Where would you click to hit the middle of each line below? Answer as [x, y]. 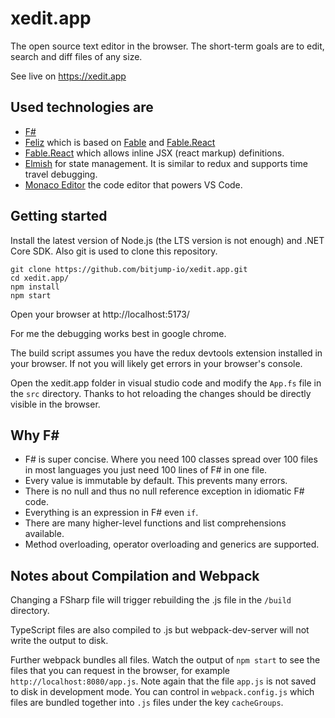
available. [44, 534]
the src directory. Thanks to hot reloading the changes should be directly [161, 393]
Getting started [59, 216]
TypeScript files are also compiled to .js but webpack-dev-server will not [160, 630]
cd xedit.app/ [40, 278]
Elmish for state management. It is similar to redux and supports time [166, 163]
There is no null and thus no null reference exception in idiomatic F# [164, 491]
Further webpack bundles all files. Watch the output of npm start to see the [165, 660]
